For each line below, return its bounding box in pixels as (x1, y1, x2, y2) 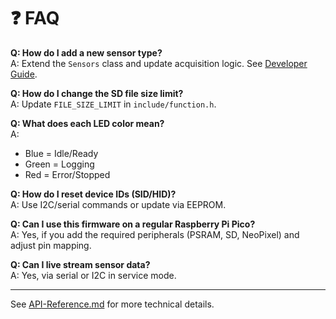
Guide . (10, 68, 38, 80)
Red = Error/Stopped (24, 168, 111, 180)
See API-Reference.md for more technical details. (10, 298, 215, 310)
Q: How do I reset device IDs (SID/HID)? (10, 188, 177, 200)
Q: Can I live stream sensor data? (10, 258, 151, 270)
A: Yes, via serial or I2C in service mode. (10, 269, 177, 281)
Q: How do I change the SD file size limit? (10, 87, 184, 99)
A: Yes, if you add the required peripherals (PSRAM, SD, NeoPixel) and (10, 228, 300, 240)
